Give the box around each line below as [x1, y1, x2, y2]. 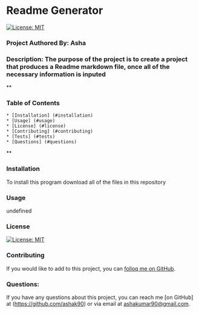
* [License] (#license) [6, 123, 67, 129]
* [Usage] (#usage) [6, 118, 56, 124]
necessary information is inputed [6, 70, 106, 79]
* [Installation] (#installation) [6, 112, 94, 118]
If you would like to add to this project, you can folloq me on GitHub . [6, 265, 176, 272]
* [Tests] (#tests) [6, 134, 56, 140]
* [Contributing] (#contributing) [6, 128, 94, 135]
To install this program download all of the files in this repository [6, 178, 166, 186]
